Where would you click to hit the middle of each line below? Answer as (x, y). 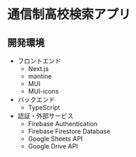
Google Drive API (53, 146)
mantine (40, 76)
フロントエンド (39, 61)
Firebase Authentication (63, 124)
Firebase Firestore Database (69, 131)
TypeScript (44, 107)
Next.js (38, 69)
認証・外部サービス (45, 116)
